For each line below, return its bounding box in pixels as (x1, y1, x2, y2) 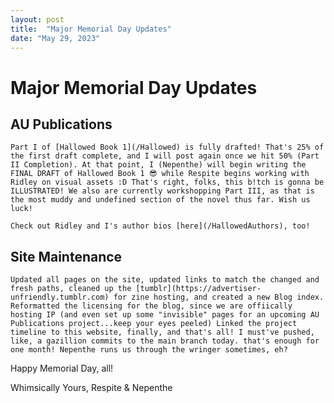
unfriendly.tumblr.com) (10, 292, 110, 303)
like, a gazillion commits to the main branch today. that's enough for (10, 336, 320, 346)
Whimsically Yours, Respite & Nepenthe (10, 382, 173, 394)
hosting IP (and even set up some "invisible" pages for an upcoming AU (10, 310, 320, 320)
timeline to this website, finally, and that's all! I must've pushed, (10, 327, 315, 338)
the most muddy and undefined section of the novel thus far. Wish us (10, 195, 311, 205)
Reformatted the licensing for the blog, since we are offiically (10, 301, 293, 311)
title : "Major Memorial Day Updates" (10, 24, 172, 34)
